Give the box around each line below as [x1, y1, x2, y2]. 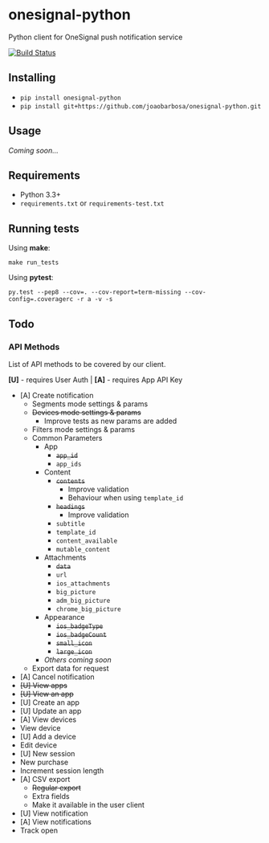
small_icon [55, 639, 92, 647]
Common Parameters [31, 433, 103, 442]
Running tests [8, 222, 80, 235]
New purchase [19, 757, 69, 767]
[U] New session [19, 748, 75, 758]
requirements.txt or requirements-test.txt [19, 198, 165, 208]
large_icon [55, 648, 92, 656]
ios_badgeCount [55, 630, 107, 639]
